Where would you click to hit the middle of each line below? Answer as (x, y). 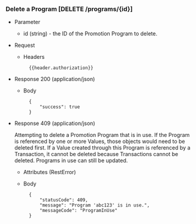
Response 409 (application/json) (55, 123)
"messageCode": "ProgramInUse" (79, 211)
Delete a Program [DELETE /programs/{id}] (69, 9)
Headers (34, 57)
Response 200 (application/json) (55, 79)
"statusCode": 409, (64, 200)
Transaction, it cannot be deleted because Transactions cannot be (96, 154)
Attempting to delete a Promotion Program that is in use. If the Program (102, 135)
